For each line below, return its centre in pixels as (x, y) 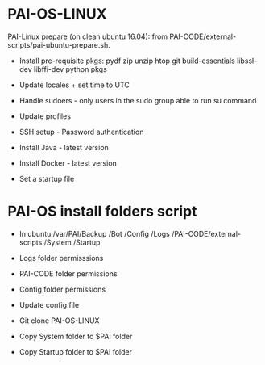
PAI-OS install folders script (102, 212)
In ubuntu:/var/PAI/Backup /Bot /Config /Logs (94, 233)
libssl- (247, 61)
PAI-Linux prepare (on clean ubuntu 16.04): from (88, 36)
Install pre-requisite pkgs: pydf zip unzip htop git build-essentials (127, 61)
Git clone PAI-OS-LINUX (59, 321)
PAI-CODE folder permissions (68, 273)
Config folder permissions (62, 289)
